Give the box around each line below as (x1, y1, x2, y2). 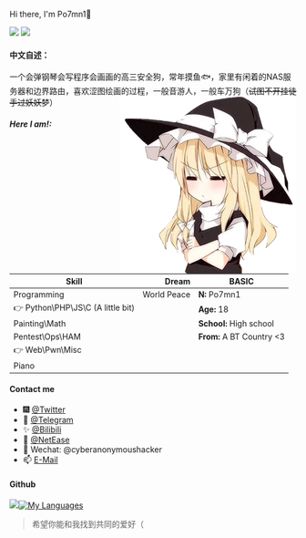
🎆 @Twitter (22, 404, 66, 415)
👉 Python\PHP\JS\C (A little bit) (13, 302, 135, 314)
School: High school (198, 318, 275, 329)
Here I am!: (9, 119, 52, 129)
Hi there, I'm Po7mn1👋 (9, 9, 92, 19)
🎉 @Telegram (22, 414, 75, 425)
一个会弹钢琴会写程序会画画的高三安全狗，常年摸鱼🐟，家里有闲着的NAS (9, 71, 284, 82)
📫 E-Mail (22, 454, 58, 465)
